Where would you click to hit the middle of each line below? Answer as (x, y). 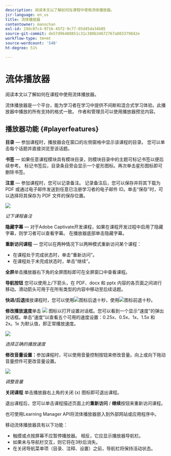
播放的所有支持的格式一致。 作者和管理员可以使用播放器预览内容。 (88, 111)
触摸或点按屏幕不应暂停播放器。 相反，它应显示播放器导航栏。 (78, 436)
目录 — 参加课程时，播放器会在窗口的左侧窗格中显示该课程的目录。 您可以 (83, 142)
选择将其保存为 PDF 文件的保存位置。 (49, 196)
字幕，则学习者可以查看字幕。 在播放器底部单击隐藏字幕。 (66, 233)
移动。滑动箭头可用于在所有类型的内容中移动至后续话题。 (65, 289)
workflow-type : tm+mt (28, 39)
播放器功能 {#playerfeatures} (52, 129)
